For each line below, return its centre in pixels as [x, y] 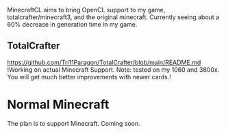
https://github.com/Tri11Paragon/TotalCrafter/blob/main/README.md [104, 62]
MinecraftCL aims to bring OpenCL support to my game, [86, 10]
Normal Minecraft [58, 105]
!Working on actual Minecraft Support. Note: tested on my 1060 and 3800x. [113, 69]
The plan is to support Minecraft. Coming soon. [74, 123]
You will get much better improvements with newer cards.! [89, 77]
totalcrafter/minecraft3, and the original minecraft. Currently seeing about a [113, 17]
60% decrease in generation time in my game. [72, 24]
